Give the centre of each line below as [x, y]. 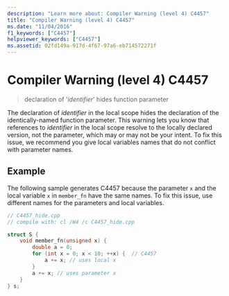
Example [26, 172]
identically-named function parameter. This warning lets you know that [108, 120]
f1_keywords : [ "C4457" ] [42, 33]
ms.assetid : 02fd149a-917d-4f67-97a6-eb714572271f [82, 46]
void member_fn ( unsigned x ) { [63, 241]
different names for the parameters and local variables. [86, 202]
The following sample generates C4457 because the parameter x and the [112, 188]
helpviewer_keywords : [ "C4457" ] [54, 40]
